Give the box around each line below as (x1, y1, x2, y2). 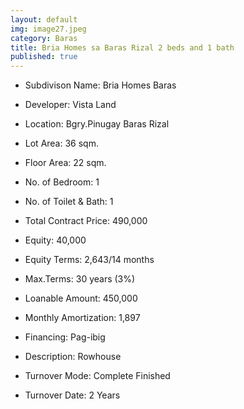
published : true (10, 52, 78, 62)
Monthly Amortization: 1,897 (24, 312, 141, 324)
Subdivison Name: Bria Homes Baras (24, 79, 177, 91)
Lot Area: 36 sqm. (24, 137, 99, 150)
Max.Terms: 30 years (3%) (24, 273, 136, 285)
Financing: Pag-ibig (24, 331, 106, 343)
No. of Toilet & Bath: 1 (24, 196, 114, 208)
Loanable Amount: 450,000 (24, 292, 138, 305)
